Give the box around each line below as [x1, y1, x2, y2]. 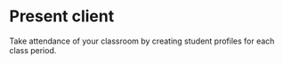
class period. [9, 44, 57, 55]
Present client [9, 6, 115, 27]
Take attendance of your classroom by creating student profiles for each [9, 36, 275, 46]
